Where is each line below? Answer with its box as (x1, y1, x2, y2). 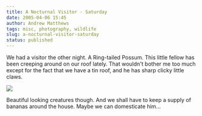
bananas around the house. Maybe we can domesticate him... (6, 103, 161, 110)
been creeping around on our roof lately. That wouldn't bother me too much (6, 60, 196, 67)
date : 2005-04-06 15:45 (6, 15, 67, 21)
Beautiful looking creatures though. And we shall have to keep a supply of (6, 97, 192, 103)
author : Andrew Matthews (6, 20, 69, 26)
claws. (6, 73, 23, 80)
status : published (6, 37, 53, 43)
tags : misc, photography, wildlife (6, 26, 97, 32)
